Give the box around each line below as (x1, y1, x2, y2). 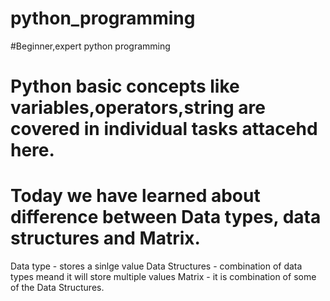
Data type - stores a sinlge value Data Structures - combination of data (10, 260, 303, 272)
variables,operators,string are (10, 97, 266, 119)
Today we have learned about (10, 185, 261, 207)
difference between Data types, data (10, 206, 322, 229)
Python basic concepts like (10, 75, 240, 98)
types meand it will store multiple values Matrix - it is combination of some (10, 271, 317, 283)
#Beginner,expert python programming (10, 40, 171, 52)
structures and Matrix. (10, 227, 201, 250)
